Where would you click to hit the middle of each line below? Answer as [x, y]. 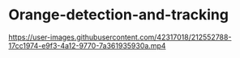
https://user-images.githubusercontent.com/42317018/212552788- [120, 37]
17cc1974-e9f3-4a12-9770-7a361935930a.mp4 [87, 45]
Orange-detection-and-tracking [119, 15]
